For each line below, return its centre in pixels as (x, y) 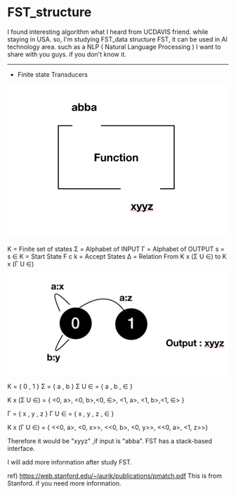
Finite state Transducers (52, 74)
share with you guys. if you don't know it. (67, 54)
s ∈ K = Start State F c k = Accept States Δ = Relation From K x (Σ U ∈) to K (117, 257)
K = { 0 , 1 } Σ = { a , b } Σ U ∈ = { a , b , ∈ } (70, 386)
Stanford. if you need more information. (64, 483)
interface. (21, 448)
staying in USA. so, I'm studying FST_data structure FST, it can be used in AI (118, 39)
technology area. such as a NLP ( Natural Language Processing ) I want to (114, 47)
